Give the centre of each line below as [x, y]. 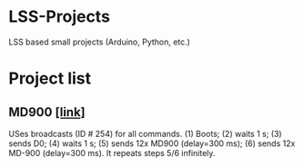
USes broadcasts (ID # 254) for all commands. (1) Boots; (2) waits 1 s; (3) [146, 133]
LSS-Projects [60, 17]
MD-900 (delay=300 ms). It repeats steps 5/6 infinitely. [112, 152]
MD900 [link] [47, 112]
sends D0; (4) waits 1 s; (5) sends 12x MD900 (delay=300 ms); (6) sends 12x [152, 143]
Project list [50, 79]
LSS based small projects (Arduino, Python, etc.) [99, 42]
